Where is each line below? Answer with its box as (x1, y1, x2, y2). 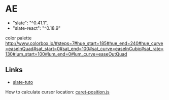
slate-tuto (12, 79, 33, 85)
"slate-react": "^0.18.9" (12, 25, 61, 31)
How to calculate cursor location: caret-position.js (5, 89, 110, 95)
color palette (5, 35, 32, 41)
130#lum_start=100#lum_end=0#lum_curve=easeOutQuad (5, 51, 127, 57)
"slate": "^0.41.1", (12, 20, 48, 26)
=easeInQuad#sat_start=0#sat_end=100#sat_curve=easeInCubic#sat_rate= (5, 45, 164, 52)
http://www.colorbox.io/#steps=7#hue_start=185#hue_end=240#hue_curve (5, 40, 163, 46)
